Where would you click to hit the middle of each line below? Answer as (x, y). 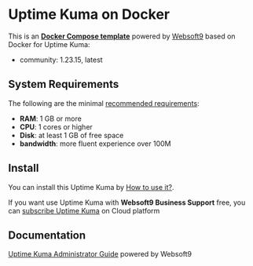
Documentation (47, 235)
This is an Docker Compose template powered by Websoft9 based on (122, 36)
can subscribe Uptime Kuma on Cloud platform (84, 210)
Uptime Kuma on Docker (89, 15)
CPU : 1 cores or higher (56, 126)
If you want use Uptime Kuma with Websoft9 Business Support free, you (127, 202)
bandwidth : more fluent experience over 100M (95, 144)
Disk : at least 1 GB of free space (71, 135)
